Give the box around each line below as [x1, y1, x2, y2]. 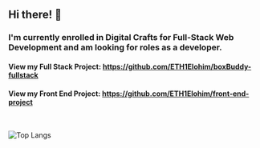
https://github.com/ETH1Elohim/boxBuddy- [102, 62, 252, 71]
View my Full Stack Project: [8, 62, 102, 71]
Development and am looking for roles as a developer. [8, 42, 222, 53]
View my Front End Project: [8, 89, 101, 98]
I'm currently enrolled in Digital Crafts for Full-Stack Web [8, 32, 234, 43]
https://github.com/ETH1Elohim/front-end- [101, 89, 250, 98]
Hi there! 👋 [8, 8, 63, 22]
